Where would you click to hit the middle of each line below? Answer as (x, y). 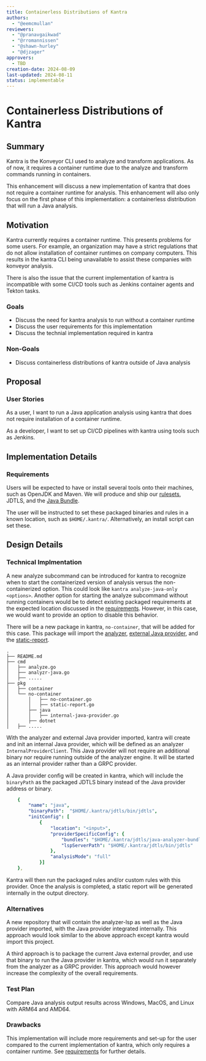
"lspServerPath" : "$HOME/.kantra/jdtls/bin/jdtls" (127, 845)
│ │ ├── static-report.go (51, 704)
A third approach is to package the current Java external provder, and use (100, 954)
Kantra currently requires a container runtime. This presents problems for (99, 239)
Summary (25, 146)
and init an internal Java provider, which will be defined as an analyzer (95, 744)
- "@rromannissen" (36, 41)
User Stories (25, 399)
